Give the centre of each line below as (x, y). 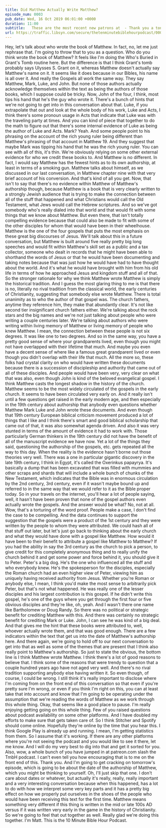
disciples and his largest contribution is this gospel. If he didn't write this (79, 594)
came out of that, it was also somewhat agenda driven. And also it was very (82, 426)
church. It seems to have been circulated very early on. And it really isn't (79, 394)
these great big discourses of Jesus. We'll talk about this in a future (74, 236)
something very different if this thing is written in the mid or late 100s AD (79, 804)
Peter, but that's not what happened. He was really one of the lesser (74, 589)
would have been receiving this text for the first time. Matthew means (76, 799)
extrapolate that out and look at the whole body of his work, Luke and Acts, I (83, 110)
